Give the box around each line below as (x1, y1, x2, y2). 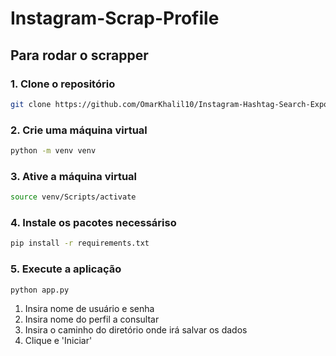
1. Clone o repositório (10, 77, 116, 91)
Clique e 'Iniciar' (24, 335, 93, 347)
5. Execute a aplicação (10, 262, 122, 276)
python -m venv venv (10, 146, 97, 156)
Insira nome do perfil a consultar (24, 313, 160, 326)
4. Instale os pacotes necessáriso (10, 216, 177, 230)
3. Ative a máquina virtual (10, 169, 137, 183)
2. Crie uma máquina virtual (10, 123, 148, 137)
